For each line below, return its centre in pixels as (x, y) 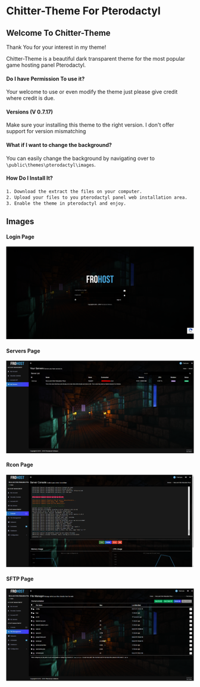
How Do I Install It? (30, 178)
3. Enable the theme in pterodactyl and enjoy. (66, 203)
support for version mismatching (46, 131)
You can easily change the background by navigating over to (80, 158)
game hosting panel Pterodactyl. (46, 65)
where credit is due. (31, 98)
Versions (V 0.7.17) (30, 112)
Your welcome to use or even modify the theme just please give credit (92, 92)
